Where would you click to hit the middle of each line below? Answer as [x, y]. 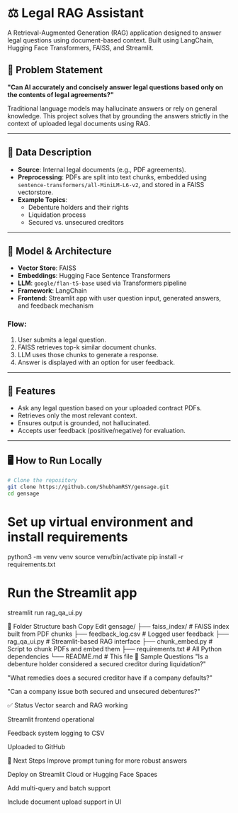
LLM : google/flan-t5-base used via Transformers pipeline [102, 283]
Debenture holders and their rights [79, 207]
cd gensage [23, 494]
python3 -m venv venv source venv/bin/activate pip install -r [96, 556]
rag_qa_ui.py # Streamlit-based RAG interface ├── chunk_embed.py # [110, 641]
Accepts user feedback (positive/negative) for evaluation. [102, 431]
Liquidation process [57, 215]
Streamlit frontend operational [51, 719]
